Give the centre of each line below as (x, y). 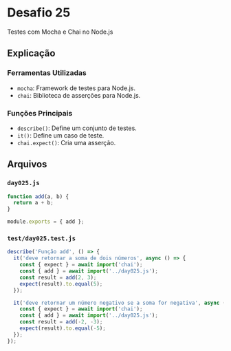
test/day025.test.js (42, 238)
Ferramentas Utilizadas (47, 73)
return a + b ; (33, 203)
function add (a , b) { (38, 196)
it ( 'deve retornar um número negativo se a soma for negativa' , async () (121, 303)
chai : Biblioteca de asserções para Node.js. (79, 95)
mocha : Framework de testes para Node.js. (76, 88)
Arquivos (27, 164)
